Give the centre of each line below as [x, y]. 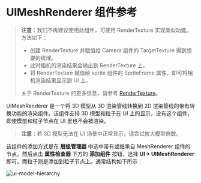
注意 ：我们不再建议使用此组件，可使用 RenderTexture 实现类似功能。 [106, 30]
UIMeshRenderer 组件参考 [72, 12]
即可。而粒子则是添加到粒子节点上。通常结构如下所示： [74, 161]
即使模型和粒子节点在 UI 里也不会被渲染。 [58, 121]
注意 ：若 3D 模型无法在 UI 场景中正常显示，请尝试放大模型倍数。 [101, 133]
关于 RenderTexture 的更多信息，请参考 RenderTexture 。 [91, 93]
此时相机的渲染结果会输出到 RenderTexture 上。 [89, 65]
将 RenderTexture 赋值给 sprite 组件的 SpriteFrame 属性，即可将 [109, 73]
